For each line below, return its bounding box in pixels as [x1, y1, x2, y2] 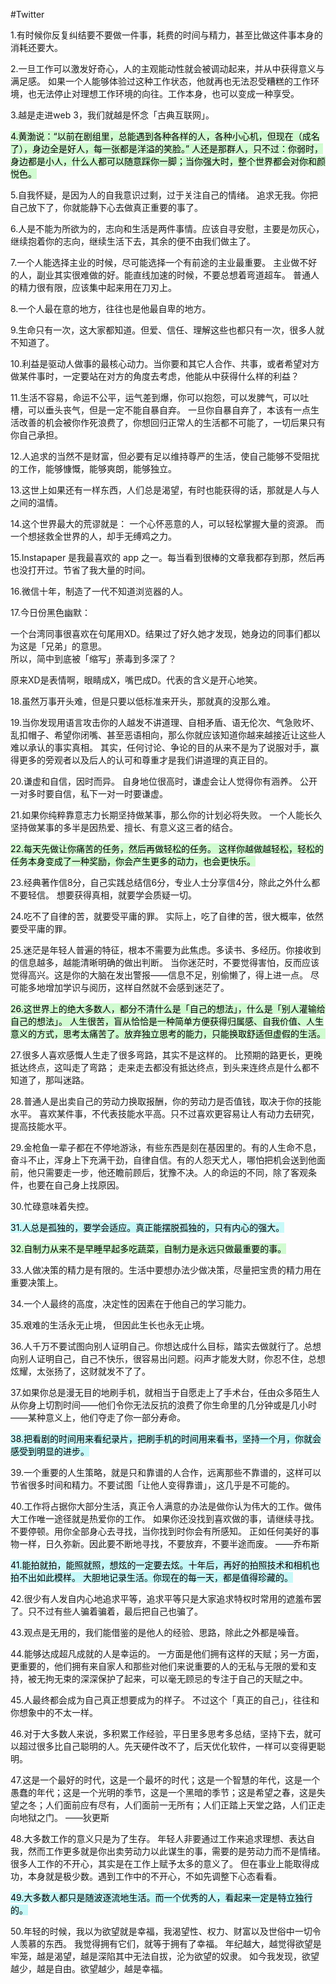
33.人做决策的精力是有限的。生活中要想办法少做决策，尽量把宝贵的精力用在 [10, 1264, 322, 1276]
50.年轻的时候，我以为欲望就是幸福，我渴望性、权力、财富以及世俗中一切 [10, 1925, 313, 1937]
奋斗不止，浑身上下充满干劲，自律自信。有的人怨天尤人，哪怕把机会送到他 [10, 1154, 317, 1166]
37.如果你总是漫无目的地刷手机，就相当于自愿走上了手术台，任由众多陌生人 [10, 1387, 320, 1398]
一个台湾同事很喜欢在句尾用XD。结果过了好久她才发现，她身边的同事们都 [10, 628, 312, 639]
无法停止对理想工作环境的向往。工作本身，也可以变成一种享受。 [36, 88, 300, 99]
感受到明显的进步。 [10, 1445, 90, 1457]
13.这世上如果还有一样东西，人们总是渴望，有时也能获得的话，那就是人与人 [10, 484, 320, 496]
